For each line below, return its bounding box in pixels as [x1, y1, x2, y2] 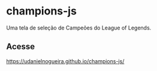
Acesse [6, 42, 35, 52]
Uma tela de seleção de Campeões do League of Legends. [6, 24, 152, 31]
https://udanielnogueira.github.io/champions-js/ [6, 57, 125, 64]
